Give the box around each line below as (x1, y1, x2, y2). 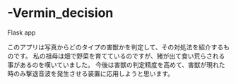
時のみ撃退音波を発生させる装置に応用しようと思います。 (7, 69, 175, 78)
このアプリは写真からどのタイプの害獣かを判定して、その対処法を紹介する (7, 42, 224, 51)
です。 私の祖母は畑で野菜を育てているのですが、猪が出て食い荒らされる (13, 52, 225, 60)
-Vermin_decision (7, 5, 114, 21)
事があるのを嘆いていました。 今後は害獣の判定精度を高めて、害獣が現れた (7, 60, 225, 68)
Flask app (7, 28, 36, 37)
